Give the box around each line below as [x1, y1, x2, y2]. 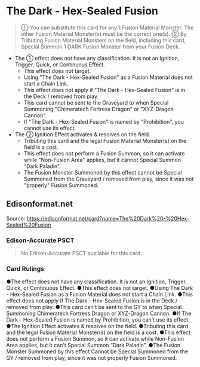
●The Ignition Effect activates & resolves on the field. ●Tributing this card [6, 323, 189, 330]
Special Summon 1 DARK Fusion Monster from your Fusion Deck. [20, 43, 180, 50]
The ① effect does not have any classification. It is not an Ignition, [14, 54, 180, 62]
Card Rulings [6, 264, 45, 273]
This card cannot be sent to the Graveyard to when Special [23, 99, 169, 106]
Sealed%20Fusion [6, 221, 51, 228]
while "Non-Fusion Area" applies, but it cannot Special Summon [23, 156, 181, 163]
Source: [6, 215, 26, 222]
